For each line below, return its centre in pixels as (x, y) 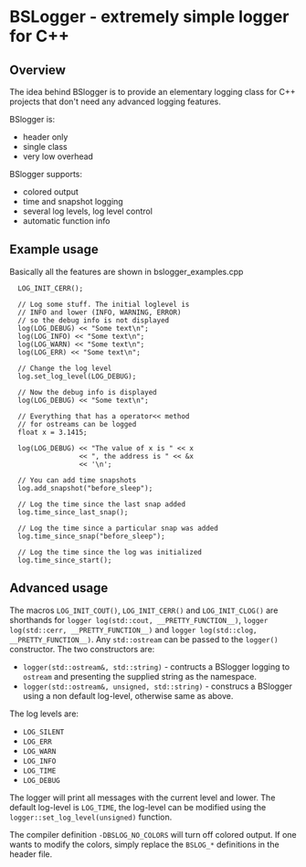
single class (45, 147)
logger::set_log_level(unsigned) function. (91, 817)
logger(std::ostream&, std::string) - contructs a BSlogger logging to (156, 666)
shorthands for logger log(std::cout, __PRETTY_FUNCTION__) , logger (139, 619)
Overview (38, 70)
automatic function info (66, 221)
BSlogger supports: (46, 174)
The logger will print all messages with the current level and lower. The (142, 798)
